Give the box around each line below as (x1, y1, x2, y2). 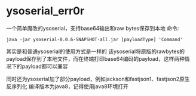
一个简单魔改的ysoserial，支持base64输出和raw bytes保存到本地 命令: (6, 24, 179, 32)
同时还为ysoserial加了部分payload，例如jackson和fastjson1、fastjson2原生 (6, 75, 190, 82)
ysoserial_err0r (6, 4, 85, 18)
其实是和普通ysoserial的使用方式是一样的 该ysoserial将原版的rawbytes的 (6, 48, 185, 55)
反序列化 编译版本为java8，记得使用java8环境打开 (6, 82, 128, 90)
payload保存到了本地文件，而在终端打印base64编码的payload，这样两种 (6, 55, 185, 62)
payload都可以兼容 (22, 63, 68, 70)
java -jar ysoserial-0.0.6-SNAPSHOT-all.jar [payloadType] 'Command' (6, 36, 183, 42)
